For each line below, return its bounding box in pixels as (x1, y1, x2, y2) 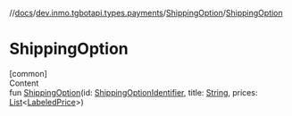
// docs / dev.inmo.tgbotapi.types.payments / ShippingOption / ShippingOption (9, 8, 283, 18)
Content (9, 78, 39, 88)
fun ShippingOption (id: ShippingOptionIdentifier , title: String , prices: (9, 87, 258, 97)
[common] (9, 68, 47, 79)
